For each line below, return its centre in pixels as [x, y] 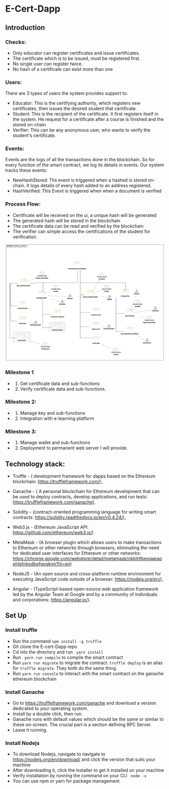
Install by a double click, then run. [48, 713]
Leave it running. [30, 730]
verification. [25, 237]
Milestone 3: [21, 432]
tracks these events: [26, 170]
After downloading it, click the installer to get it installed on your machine [88, 770]
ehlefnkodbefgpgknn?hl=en [41, 564]
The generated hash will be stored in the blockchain [66, 221]
